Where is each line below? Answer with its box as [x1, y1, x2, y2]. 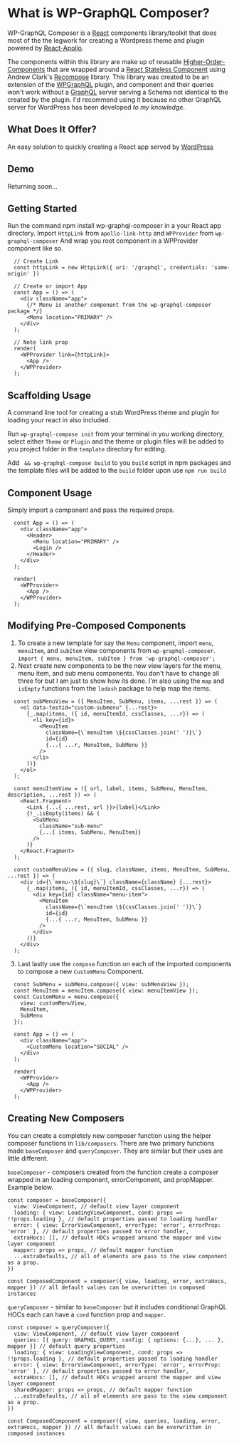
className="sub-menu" [38, 822, 103, 830]
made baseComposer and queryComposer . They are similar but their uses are [7, 1146, 223, 1155]
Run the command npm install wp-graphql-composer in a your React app [7, 221, 222, 230]
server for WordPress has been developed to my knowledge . [7, 103, 186, 111]
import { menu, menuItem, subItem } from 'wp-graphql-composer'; [17, 655, 216, 662]
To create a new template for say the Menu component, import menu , [17, 639, 214, 647]
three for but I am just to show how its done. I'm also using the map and [17, 676, 225, 685]
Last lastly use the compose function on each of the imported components [17, 959, 232, 968]
